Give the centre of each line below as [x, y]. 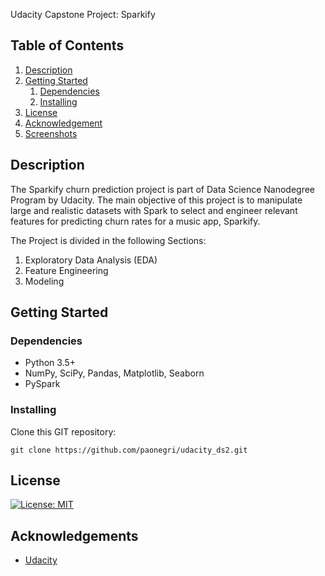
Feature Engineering [66, 270]
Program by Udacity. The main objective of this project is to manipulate [156, 200]
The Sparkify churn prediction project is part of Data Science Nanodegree [163, 189]
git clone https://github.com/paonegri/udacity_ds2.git [129, 450]
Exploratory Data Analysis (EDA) [91, 260]
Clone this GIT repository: [63, 431]
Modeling [44, 281]
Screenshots [51, 133]
